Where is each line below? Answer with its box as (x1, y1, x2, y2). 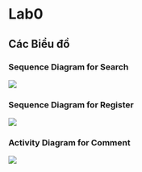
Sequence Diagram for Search (8, 61, 129, 73)
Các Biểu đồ (8, 37, 70, 51)
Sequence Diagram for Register (8, 99, 135, 110)
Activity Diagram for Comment (8, 137, 131, 149)
